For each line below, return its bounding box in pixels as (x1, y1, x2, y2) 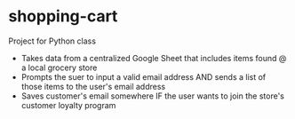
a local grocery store (20, 62, 98, 73)
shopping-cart (8, 6, 118, 27)
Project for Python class (8, 36, 97, 46)
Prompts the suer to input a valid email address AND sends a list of (20, 71, 267, 82)
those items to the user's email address (20, 81, 166, 91)
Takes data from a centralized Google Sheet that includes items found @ (20, 52, 287, 63)
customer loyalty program (20, 99, 116, 110)
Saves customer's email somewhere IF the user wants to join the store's (20, 91, 285, 101)
